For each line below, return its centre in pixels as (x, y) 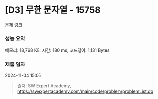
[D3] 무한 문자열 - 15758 (53, 10)
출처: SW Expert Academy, (44, 85)
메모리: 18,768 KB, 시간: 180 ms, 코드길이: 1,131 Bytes (57, 50)
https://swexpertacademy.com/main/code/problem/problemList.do (85, 91)
